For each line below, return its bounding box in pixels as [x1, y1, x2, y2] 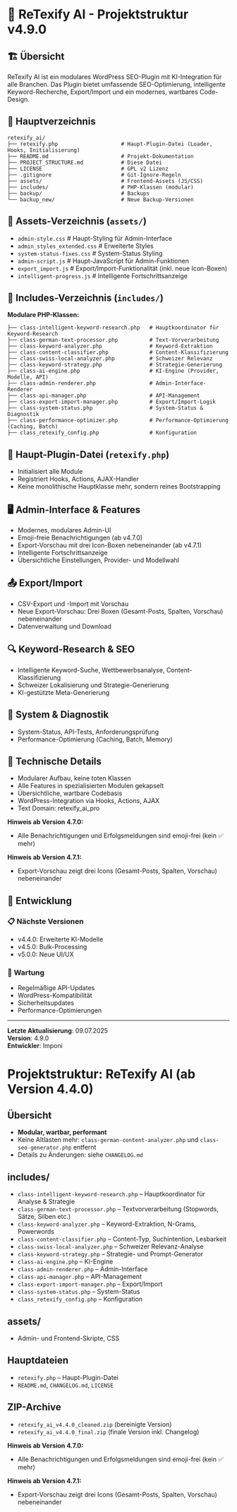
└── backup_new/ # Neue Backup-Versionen [7, 196, 194, 203]
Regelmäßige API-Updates [17, 984, 95, 992]
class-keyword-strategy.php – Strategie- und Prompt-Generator [17, 1250, 203, 1258]
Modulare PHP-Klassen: [7, 311, 80, 319]
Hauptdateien [7, 1355, 69, 1367]
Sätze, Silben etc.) [17, 1213, 71, 1221]
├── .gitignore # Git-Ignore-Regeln [7, 171, 181, 179]
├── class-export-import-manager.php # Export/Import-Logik [7, 398, 217, 405]
